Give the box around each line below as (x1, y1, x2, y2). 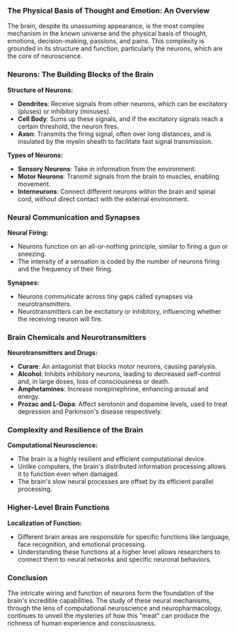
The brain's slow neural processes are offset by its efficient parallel (17, 477, 214, 486)
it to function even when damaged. (17, 470, 120, 478)
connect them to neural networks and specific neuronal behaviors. (17, 555, 212, 563)
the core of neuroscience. (7, 52, 83, 60)
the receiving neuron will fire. (17, 315, 103, 323)
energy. (17, 392, 40, 401)
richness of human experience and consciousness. (7, 619, 156, 628)
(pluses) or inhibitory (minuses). (17, 107, 111, 115)
